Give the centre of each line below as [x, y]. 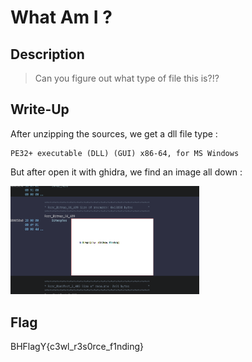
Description [47, 54]
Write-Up [40, 109]
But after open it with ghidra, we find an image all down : [126, 172]
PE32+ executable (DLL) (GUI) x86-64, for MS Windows [125, 153]
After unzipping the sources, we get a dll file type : [114, 133]
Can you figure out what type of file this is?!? [127, 78]
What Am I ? [61, 17]
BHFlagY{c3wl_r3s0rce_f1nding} [77, 347]
